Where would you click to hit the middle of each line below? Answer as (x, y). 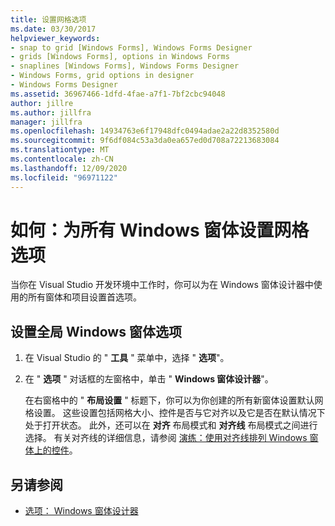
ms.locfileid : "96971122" (64, 177)
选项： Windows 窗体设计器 (81, 511)
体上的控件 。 (51, 450)
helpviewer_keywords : (55, 38)
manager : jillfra (46, 122)
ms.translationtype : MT (60, 150)
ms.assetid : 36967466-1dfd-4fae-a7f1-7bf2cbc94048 (118, 94)
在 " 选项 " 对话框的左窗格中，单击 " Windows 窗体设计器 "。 (149, 379)
